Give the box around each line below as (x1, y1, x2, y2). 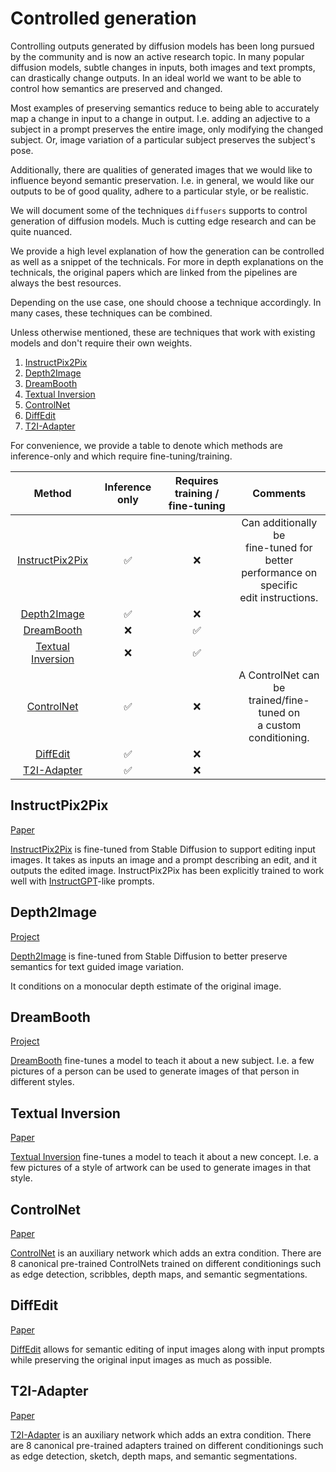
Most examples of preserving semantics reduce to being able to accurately (10, 102, 320, 114)
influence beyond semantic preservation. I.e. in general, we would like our (10, 174, 315, 186)
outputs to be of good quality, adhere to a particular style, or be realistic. (10, 185, 309, 197)
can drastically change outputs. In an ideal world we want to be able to (10, 72, 302, 84)
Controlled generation (10, 7, 197, 30)
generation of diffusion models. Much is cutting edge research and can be (10, 215, 317, 227)
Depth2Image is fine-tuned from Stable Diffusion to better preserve (10, 950, 288, 962)
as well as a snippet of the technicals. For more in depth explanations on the (10, 255, 324, 267)
